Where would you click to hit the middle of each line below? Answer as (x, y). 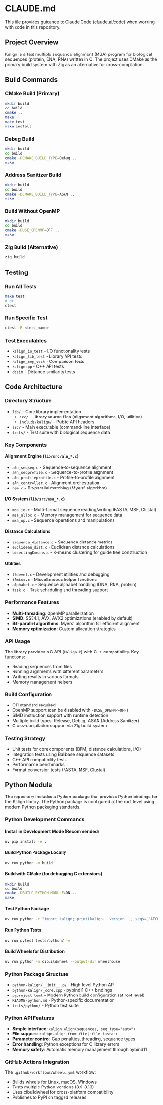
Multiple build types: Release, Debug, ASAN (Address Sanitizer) (76, 721)
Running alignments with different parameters (58, 671)
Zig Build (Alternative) (32, 247)
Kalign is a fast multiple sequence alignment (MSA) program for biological (79, 54)
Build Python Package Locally (36, 852)
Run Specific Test (26, 318)
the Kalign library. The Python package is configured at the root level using (80, 802)
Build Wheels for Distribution (35, 951)
